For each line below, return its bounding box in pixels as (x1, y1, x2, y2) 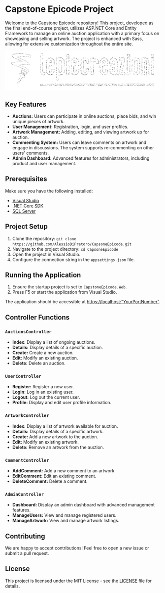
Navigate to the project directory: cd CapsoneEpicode (12, 246, 119, 252)
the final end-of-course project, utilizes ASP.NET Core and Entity (5, 25, 137, 31)
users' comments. (12, 150, 49, 156)
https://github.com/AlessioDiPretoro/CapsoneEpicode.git (12, 241, 132, 247)
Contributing (5, 532, 45, 540)
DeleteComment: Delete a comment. (12, 478, 88, 484)
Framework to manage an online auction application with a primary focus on (5, 30, 160, 36)
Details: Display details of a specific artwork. (12, 428, 104, 434)
